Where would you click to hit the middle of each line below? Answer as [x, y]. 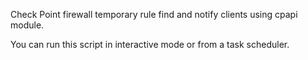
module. [27, 25]
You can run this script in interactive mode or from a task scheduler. [150, 44]
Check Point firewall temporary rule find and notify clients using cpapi [154, 14]
